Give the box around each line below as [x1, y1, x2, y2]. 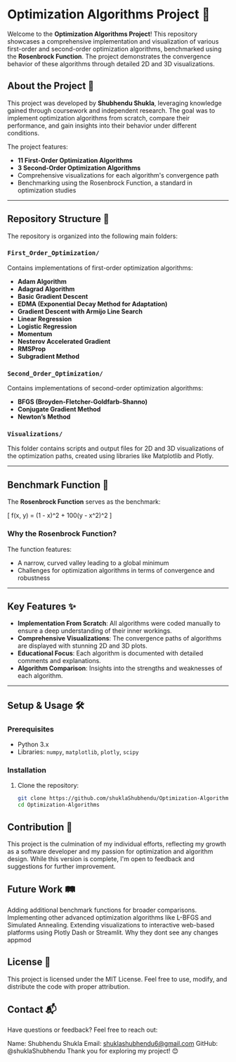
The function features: [7, 545, 72, 553]
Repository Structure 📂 [7, 213, 110, 225]
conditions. [7, 128, 40, 137]
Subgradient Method [17, 352, 79, 360]
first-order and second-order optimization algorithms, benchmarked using [7, 44, 222, 53]
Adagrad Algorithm [17, 285, 75, 293]
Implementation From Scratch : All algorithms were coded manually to [17, 619, 221, 628]
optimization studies [17, 186, 77, 195]
